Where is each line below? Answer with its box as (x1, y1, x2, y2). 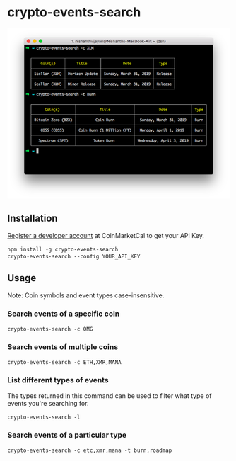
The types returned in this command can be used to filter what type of (7, 391, 212, 400)
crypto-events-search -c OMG (7, 326, 93, 333)
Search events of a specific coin (7, 309, 120, 319)
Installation (7, 212, 58, 224)
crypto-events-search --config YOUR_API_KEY (7, 253, 141, 260)
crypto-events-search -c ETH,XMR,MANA (7, 359, 122, 366)
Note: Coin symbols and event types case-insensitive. (7, 291, 165, 300)
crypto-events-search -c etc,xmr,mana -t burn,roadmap (7, 447, 172, 454)
